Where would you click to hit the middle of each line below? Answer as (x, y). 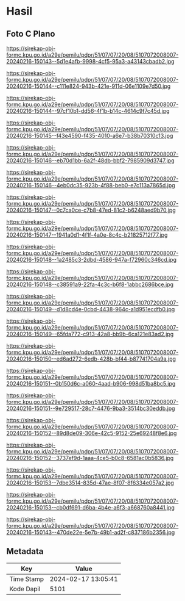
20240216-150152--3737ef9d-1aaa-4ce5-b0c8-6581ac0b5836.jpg (90, 458)
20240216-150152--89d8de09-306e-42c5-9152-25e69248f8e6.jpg (92, 433)
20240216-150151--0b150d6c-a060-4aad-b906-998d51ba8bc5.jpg (91, 383)
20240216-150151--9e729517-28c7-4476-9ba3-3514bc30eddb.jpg (91, 408)
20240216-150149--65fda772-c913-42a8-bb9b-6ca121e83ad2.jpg (90, 334)
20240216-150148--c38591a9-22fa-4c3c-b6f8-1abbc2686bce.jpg (90, 284)
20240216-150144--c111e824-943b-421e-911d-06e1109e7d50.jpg (89, 86)
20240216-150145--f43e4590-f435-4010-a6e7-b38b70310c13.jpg (90, 136)
